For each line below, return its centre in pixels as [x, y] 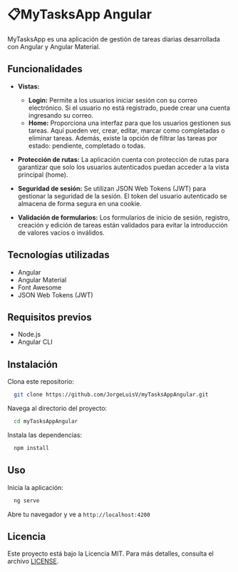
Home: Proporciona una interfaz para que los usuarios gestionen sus [130, 123]
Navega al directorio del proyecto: [57, 409]
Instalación [33, 364]
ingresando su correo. [61, 115]
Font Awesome [40, 287]
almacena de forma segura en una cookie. [80, 203]
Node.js [29, 334]
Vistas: [29, 86]
